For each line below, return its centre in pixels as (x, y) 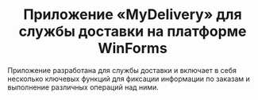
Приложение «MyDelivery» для (133, 15)
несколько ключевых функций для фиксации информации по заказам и (129, 79)
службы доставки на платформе (133, 31)
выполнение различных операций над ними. (83, 87)
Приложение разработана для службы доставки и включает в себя (122, 70)
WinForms (133, 48)
